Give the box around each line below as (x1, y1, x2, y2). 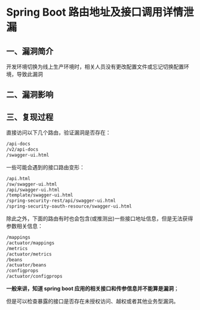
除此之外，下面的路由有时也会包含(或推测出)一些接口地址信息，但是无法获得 (6, 215, 193, 222)
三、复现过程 (6, 112, 54, 122)
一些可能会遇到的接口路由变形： (6, 163, 85, 171)
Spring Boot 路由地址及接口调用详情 (6, 5, 184, 19)
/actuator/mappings (6, 240, 55, 246)
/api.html (6, 175, 31, 181)
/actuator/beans (6, 262, 47, 268)
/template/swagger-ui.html (6, 192, 73, 198)
